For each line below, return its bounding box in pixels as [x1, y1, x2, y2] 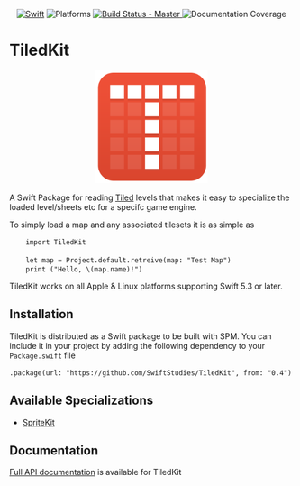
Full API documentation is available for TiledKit [9, 467, 182, 478]
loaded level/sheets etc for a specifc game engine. [9, 201, 197, 212]
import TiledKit [25, 237, 87, 247]
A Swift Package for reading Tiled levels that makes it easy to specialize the [9, 192, 290, 203]
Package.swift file [9, 350, 77, 361]
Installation [9, 307, 74, 322]
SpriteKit [22, 417, 56, 427]
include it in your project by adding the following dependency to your [9, 340, 266, 351]
